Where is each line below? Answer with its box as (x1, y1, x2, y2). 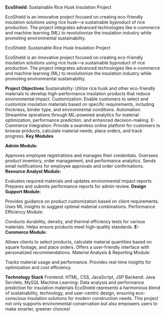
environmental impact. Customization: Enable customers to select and (5, 96, 149, 102)
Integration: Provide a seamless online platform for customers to (29, 122, 161, 128)
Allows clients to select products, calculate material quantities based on (5, 239, 152, 245)
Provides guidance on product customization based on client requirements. (5, 198, 159, 204)
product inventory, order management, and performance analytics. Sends (5, 158, 156, 164)
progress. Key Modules (5, 133, 54, 139)
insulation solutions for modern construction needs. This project (27, 296, 159, 301)
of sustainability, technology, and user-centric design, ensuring (5, 290, 135, 296)
